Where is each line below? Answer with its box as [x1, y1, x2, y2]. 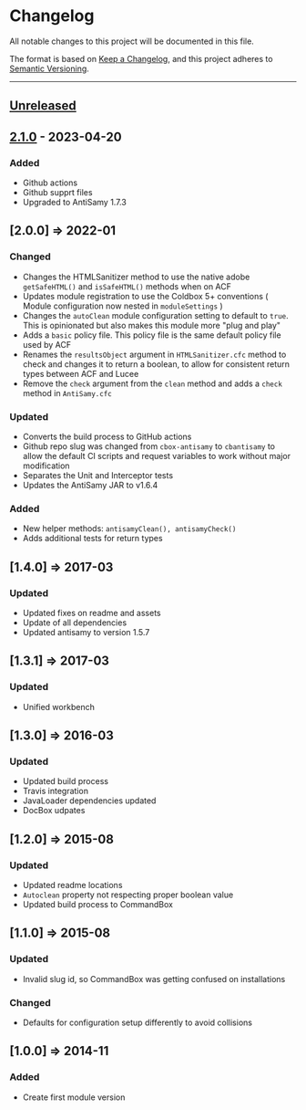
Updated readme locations [22, 880, 123, 891]
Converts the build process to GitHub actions [22, 431, 192, 442]
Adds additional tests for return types [22, 533, 163, 544]
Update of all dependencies [22, 617, 127, 628]
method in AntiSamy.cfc [22, 387, 112, 398]
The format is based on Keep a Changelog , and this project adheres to [9, 53, 273, 64]
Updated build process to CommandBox [22, 899, 173, 910]
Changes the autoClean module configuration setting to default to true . [22, 309, 289, 320]
